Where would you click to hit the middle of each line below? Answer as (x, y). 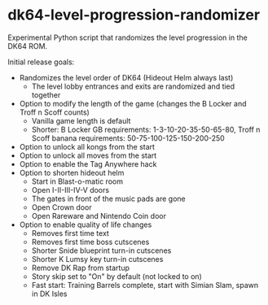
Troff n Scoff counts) (55, 112)
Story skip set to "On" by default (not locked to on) (117, 276)
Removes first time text (70, 233)
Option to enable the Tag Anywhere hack (88, 163)
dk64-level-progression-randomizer (134, 15)
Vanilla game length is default (81, 120)
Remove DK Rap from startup (81, 268)
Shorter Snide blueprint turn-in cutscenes (101, 251)
